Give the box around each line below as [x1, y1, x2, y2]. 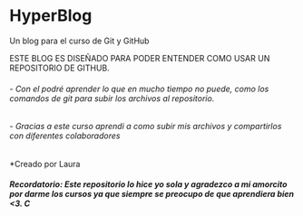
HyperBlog [9, 5, 93, 26]
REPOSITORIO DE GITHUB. [9, 62, 111, 73]
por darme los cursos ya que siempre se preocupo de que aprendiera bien [9, 189, 295, 200]
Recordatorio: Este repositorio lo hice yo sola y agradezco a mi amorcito [9, 179, 288, 190]
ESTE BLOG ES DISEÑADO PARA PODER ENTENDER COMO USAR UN [9, 52, 270, 63]
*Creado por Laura [9, 158, 81, 169]
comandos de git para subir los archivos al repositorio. [9, 92, 215, 104]
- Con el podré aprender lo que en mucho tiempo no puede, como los [9, 83, 269, 94]
